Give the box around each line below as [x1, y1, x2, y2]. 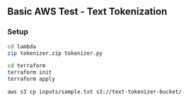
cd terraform [7, 62, 46, 69]
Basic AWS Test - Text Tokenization [7, 6, 168, 18]
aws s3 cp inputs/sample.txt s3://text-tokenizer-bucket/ [7, 89, 182, 96]
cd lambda [7, 42, 37, 50]
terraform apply [7, 76, 55, 83]
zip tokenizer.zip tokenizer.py [7, 50, 103, 57]
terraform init [7, 69, 52, 76]
